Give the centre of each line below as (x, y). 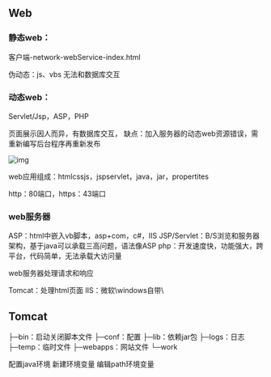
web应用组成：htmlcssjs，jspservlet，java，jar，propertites (108, 176)
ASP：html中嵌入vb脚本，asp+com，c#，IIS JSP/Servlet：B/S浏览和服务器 (134, 236)
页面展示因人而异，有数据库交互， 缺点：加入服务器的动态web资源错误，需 (133, 133)
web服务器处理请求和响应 (51, 273)
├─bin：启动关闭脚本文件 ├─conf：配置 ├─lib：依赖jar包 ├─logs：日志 (127, 337)
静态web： (30, 38)
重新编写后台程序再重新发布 (55, 143)
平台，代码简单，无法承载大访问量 (65, 256)
